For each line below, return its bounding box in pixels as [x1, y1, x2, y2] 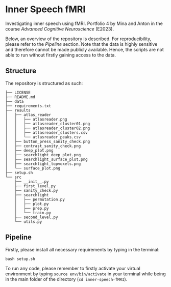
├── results [5, 108, 31, 113]
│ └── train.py [14, 210, 52, 215]
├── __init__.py [14, 179, 50, 184]
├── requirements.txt [5, 103, 52, 108]
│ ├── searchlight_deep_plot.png [5, 152, 81, 157]
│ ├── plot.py [14, 201, 50, 207]
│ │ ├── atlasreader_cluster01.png [5, 121, 90, 126]
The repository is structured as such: [5, 80, 83, 86]
